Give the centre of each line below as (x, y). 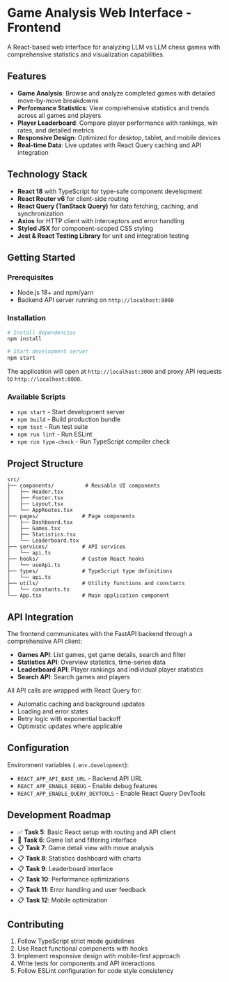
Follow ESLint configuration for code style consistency (95, 971)
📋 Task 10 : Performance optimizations (73, 879)
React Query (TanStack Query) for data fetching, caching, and (108, 206)
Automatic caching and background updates (81, 704)
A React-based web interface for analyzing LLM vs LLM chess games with (114, 47)
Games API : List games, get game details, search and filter (102, 654)
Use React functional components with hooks (82, 949)
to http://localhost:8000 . (45, 379)
